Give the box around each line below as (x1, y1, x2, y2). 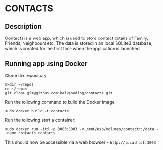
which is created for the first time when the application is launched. (5, 46, 141, 51)
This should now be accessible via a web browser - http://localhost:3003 (5, 139, 156, 145)
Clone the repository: (5, 73, 48, 78)
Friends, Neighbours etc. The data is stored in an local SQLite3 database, (5, 40, 153, 46)
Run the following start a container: (5, 117, 76, 123)
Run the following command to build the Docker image (5, 99, 115, 105)
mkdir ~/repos (5, 82, 34, 87)
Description (5, 22, 42, 31)
